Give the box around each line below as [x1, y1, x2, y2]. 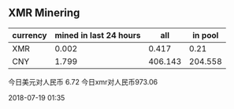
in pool [192, 29, 219, 40]
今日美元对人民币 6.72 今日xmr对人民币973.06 [8, 77, 158, 86]
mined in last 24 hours [54, 29, 141, 40]
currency [12, 29, 47, 40]
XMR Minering [8, 6, 80, 20]
